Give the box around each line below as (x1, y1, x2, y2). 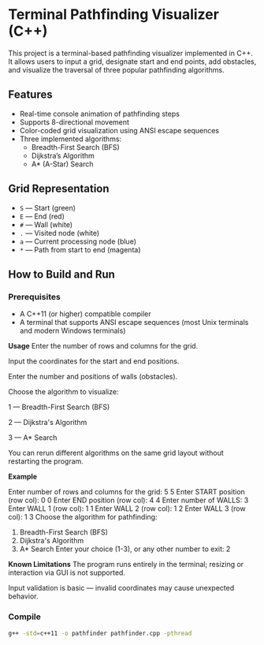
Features (8, 88, 53, 102)
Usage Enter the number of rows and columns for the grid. (8, 341, 199, 351)
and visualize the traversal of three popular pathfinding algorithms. (8, 65, 225, 74)
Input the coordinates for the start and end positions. (8, 356, 180, 366)
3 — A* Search (8, 433, 58, 442)
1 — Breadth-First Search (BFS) (8, 402, 110, 412)
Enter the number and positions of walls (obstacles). (8, 372, 178, 382)
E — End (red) (19, 211, 65, 221)
